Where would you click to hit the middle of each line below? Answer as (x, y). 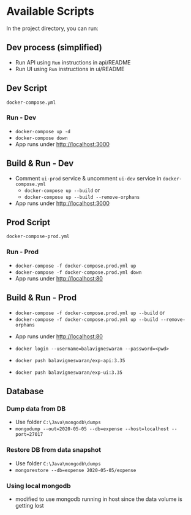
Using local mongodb (39, 486)
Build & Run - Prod (42, 298)
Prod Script (28, 223)
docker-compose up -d (43, 131)
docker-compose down (41, 138)
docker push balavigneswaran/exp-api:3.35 (70, 360)
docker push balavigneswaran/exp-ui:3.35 (69, 373)
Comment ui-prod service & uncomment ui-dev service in (88, 178)
